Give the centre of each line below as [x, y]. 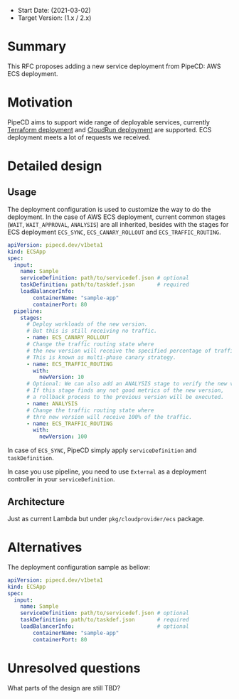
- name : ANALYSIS [52, 404]
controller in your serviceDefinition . [61, 479]
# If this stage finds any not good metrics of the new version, [125, 390]
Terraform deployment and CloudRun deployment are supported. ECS [110, 129]
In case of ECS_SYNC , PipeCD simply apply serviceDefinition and [102, 450]
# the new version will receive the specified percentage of [119, 351]
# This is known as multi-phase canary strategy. [101, 357]
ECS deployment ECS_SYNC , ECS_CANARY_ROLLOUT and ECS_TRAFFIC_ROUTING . [115, 232]
